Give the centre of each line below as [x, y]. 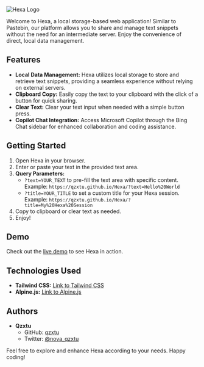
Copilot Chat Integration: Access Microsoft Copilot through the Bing [101, 120]
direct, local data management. [45, 41]
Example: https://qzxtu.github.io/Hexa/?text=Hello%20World [102, 186]
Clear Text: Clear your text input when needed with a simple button [100, 107]
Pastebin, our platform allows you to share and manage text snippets [92, 28]
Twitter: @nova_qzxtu [51, 339]
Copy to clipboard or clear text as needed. [68, 211]
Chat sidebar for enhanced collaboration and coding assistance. [96, 126]
